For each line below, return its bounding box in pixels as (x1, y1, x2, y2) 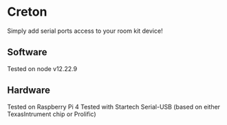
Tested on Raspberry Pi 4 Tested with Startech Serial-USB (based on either (7, 102, 221, 111)
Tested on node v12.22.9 (7, 64, 78, 72)
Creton (7, 4, 47, 20)
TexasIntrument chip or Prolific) (7, 110, 96, 118)
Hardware (7, 85, 50, 96)
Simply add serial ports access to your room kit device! (7, 27, 163, 35)
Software (7, 46, 47, 58)
